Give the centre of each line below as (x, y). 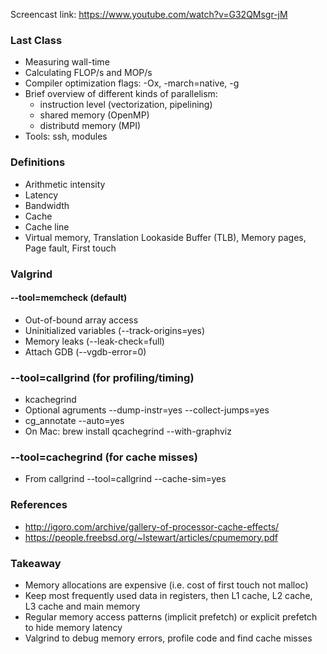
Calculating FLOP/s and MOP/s (88, 73)
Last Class (36, 40)
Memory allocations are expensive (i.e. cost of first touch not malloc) (166, 585)
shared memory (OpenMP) (94, 115)
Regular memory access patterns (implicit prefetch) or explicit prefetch (171, 616)
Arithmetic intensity (65, 184)
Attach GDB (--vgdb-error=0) (85, 351)
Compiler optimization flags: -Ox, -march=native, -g (132, 83)
